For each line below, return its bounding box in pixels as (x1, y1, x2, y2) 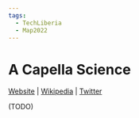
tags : (8, 11, 26, 20)
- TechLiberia (15, 19, 62, 27)
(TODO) (8, 102, 34, 112)
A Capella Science (8, 60, 131, 78)
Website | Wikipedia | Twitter (8, 86, 102, 96)
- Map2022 (15, 26, 48, 34)
